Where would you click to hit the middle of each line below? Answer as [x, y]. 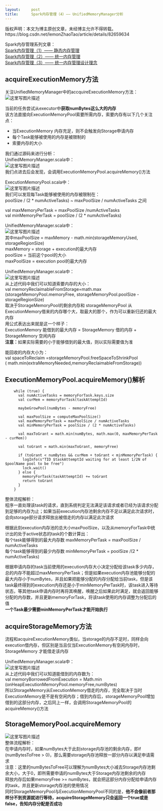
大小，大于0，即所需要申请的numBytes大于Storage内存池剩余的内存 [77, 773]
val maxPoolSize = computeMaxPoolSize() [59, 417]
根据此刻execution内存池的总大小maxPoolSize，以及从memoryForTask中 [78, 528]
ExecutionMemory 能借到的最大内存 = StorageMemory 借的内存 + [71, 330]
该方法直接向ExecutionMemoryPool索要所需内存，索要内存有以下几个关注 [79, 115]
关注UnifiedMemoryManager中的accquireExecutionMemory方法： [71, 92]
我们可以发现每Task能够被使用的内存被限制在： [52, 194]
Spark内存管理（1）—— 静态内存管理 [42, 50]
